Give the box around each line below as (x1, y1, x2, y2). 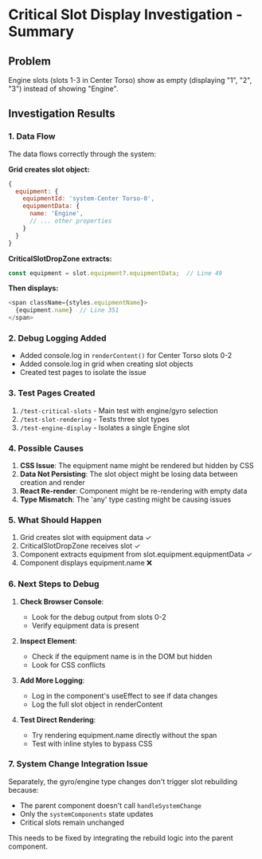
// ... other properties (29, 217, 112, 225)
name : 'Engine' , (29, 210, 84, 218)
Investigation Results (8, 107, 115, 120)
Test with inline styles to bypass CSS (31, 739, 153, 748)
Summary (8, 22, 74, 41)
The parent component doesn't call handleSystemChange (19, 800, 201, 810)
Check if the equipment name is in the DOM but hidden (31, 652, 213, 661)
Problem (8, 54, 52, 68)
